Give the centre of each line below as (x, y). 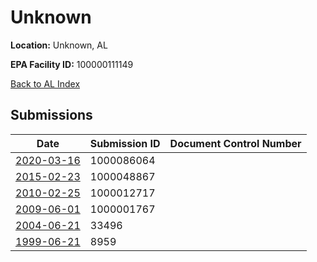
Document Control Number (235, 143)
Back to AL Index (45, 83)
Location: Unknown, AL (59, 45)
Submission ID (125, 143)
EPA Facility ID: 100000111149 (72, 64)
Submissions (51, 115)
